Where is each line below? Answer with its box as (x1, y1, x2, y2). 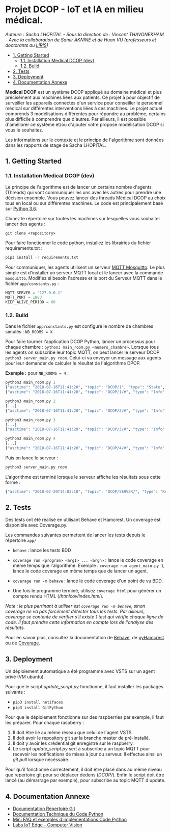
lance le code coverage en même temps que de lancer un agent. (12, 568, 149, 574)
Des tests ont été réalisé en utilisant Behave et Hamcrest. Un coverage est (5, 516, 161, 523)
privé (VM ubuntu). (5, 674, 45, 680)
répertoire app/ (5, 537, 37, 543)
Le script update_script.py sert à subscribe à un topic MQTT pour (12, 746, 150, 752)
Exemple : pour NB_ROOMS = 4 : (5, 370, 69, 376)
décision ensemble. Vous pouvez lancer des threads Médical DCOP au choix (5, 195, 166, 201)
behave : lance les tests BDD (12, 547, 71, 554)
